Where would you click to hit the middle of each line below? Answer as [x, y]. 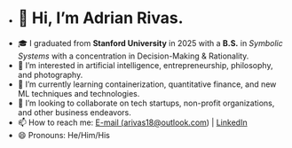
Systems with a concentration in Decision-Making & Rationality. [133, 56]
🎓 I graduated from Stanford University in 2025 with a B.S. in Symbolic [150, 43]
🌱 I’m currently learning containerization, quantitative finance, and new [147, 84]
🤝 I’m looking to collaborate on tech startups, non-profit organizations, [146, 103]
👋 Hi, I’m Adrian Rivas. [100, 18]
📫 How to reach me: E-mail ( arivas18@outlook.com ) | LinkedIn [132, 122]
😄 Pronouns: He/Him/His [64, 135]
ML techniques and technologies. [79, 93]
